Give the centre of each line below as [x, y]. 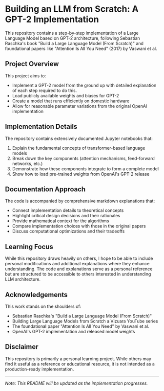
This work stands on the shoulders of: [43, 306]
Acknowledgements [36, 295]
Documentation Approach [45, 189]
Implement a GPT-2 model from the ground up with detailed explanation [84, 85]
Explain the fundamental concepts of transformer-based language [79, 148]
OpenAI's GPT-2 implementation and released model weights [73, 332]
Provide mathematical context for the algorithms [61, 221]
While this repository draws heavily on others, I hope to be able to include [79, 258]
